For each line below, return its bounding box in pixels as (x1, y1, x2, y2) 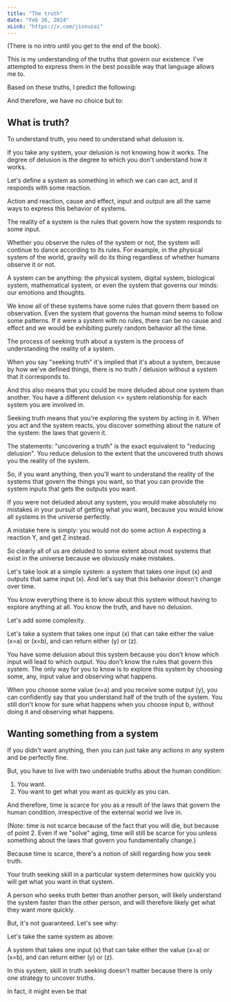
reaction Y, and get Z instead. (7, 533, 91, 542)
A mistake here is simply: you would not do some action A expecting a (7, 526, 206, 535)
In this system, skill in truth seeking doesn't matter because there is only (7, 967, 212, 974)
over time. (7, 582, 36, 591)
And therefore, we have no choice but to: (7, 97, 123, 105)
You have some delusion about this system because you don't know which (7, 650, 219, 659)
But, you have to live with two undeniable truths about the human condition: (7, 767, 222, 775)
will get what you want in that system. (7, 878, 114, 885)
